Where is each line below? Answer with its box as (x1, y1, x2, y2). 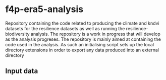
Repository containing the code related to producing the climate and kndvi (5, 20, 160, 26)
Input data (5, 67, 38, 75)
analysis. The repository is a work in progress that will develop (30, 31, 160, 37)
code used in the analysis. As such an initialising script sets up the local (5, 41, 154, 47)
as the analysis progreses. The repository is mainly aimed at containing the (5, 36, 161, 42)
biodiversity (5, 31, 30, 37)
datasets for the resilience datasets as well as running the (5, 25, 125, 31)
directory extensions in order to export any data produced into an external (5, 47, 159, 53)
